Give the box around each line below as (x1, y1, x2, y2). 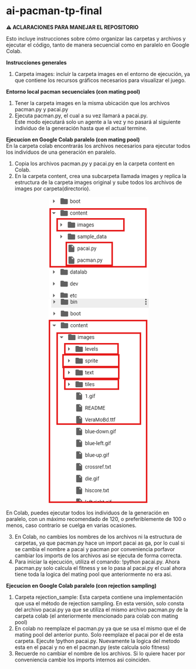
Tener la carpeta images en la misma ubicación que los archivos (14, 99, 170, 107)
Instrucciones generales (6, 59, 67, 66)
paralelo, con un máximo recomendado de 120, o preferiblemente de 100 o (6, 515, 187, 522)
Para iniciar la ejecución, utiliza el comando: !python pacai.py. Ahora (14, 558, 180, 565)
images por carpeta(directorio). (14, 184, 91, 192)
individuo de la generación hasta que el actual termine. (14, 124, 148, 131)
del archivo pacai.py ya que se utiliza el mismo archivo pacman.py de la (14, 606, 188, 613)
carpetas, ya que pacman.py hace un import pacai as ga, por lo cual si (14, 539, 185, 546)
